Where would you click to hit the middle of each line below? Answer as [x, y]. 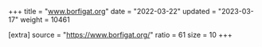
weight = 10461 [45, 20]
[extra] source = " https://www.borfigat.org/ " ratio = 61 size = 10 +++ [120, 35]
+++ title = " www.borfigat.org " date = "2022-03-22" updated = [112, 11]
